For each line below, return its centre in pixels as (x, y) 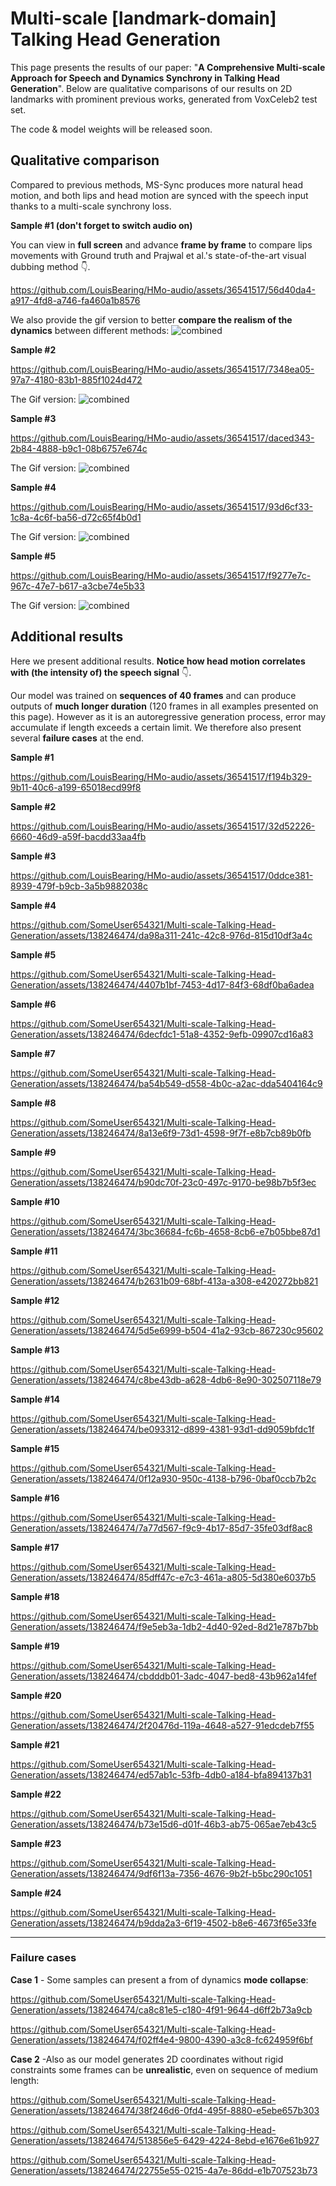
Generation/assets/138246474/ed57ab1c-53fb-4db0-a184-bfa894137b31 (161, 1774)
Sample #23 (36, 1843)
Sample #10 (35, 1201)
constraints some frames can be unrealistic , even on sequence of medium (164, 2069)
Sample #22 (36, 1794)
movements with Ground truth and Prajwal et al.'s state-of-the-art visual (158, 255)
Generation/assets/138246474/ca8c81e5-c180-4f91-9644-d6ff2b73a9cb (161, 2009)
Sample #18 (35, 1596)
